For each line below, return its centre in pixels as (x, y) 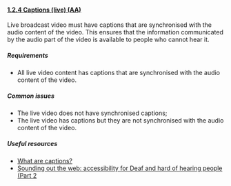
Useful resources (32, 143)
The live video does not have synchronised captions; (92, 113)
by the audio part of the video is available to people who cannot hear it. (108, 40)
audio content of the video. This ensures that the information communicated (115, 32)
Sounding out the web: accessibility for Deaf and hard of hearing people (120, 168)
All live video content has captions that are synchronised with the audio (119, 73)
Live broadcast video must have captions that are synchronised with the (110, 25)
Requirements (28, 55)
